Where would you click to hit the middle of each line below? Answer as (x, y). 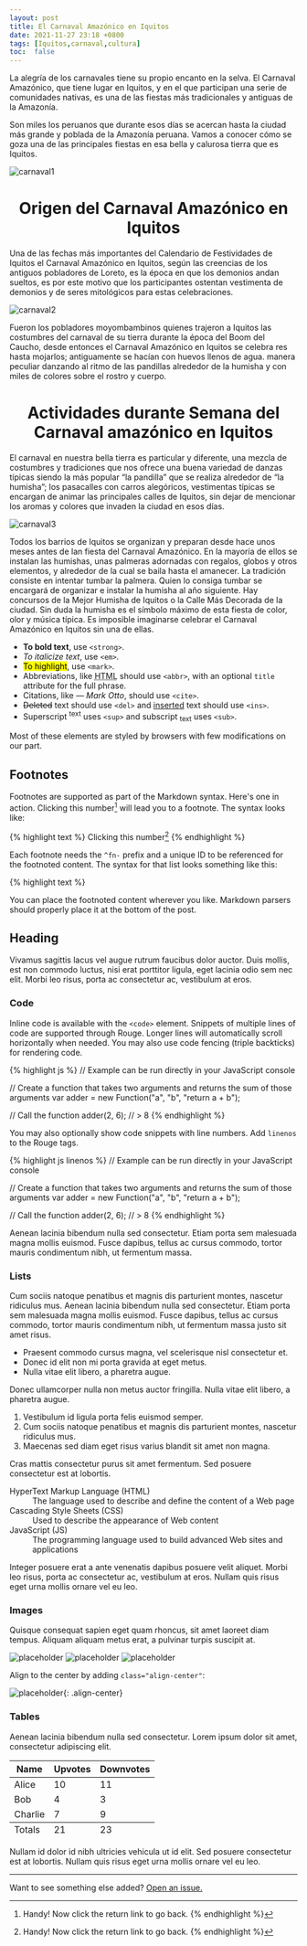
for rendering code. (46, 1052)
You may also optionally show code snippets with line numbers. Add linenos (153, 1133)
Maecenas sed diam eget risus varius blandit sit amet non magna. (146, 1446)
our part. (26, 746)
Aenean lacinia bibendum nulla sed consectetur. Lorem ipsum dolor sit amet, (153, 1737)
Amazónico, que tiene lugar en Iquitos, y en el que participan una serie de (148, 88)
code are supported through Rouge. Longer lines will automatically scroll (146, 1033)
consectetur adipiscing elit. (60, 1746)
